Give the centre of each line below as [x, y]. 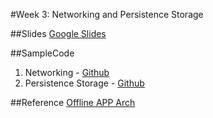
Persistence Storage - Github [84, 83]
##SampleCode [42, 53]
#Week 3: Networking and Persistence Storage [107, 14]
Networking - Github [67, 72]
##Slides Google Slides [58, 33]
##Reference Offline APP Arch [73, 102]
